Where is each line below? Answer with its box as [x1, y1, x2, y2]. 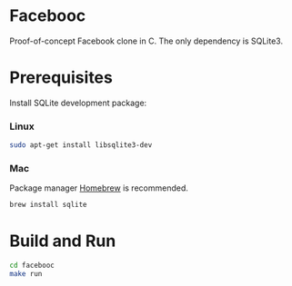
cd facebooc [9, 261, 55, 271]
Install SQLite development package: [9, 97, 147, 108]
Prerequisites [9, 67, 114, 88]
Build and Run [9, 231, 116, 251]
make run [9, 270, 43, 279]
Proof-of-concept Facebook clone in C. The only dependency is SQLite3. [9, 35, 284, 46]
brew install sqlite [9, 201, 88, 210]
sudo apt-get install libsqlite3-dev [9, 141, 153, 150]
